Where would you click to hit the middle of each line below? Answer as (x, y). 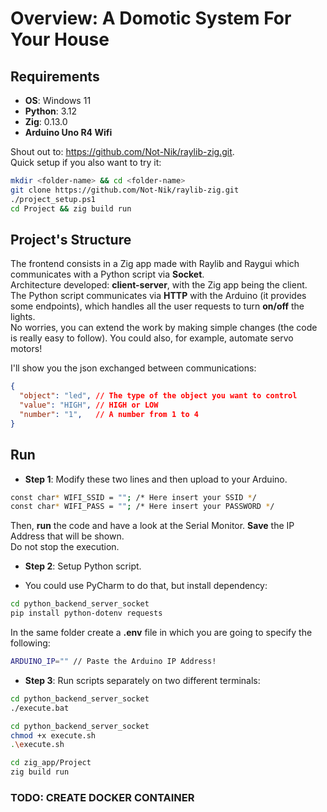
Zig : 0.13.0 (46, 121)
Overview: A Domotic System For (151, 18)
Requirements (55, 76)
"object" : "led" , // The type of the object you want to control (158, 396)
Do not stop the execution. (65, 547)
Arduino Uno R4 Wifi (68, 132)
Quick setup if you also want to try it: (86, 162)
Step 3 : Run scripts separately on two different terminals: (142, 680)
